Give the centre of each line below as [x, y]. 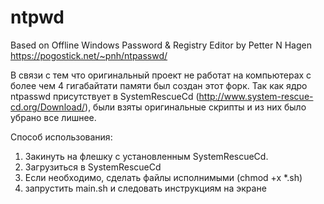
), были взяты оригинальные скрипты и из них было [195, 107]
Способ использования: [61, 137]
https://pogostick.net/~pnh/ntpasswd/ [89, 55]
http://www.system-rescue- [256, 96]
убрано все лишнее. [53, 117]
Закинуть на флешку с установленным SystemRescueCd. [146, 156]
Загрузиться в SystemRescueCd [93, 167]
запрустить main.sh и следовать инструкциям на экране [145, 188]
